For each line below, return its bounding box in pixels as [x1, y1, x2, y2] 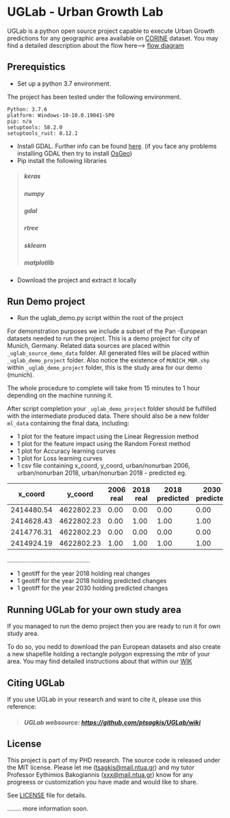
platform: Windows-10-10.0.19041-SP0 [7, 112, 115, 119]
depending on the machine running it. [7, 391, 113, 399]
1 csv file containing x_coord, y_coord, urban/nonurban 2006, [16, 462, 190, 470]
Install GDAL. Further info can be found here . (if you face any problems [16, 142, 217, 150]
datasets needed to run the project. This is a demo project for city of [7, 334, 200, 343]
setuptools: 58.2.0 [7, 124, 63, 131]
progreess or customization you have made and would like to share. [7, 778, 199, 786]
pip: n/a [7, 118, 32, 125]
